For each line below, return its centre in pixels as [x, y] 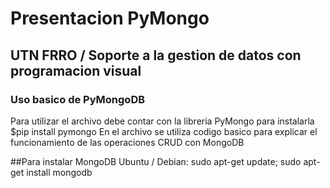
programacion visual [76, 70]
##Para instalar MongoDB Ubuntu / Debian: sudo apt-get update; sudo [156, 161]
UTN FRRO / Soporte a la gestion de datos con [156, 55]
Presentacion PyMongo [110, 18]
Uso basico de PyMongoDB [78, 99]
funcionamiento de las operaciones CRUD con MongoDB [127, 142]
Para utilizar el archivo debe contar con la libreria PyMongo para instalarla [162, 121]
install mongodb [59, 172]
